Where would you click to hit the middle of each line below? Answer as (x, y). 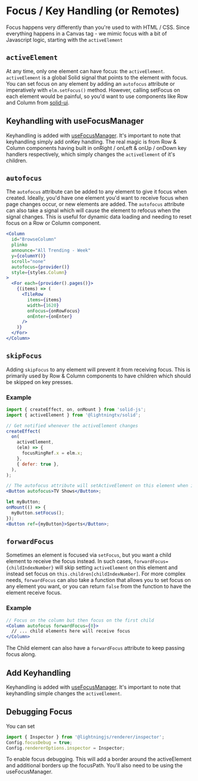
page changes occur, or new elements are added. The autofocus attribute (95, 204)
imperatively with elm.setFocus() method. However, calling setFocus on (93, 90)
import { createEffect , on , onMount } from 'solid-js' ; (76, 409)
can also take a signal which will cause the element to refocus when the (93, 210)
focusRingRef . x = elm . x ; (52, 453)
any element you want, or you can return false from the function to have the (99, 587)
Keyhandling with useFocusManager (75, 121)
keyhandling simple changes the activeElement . (64, 694)
